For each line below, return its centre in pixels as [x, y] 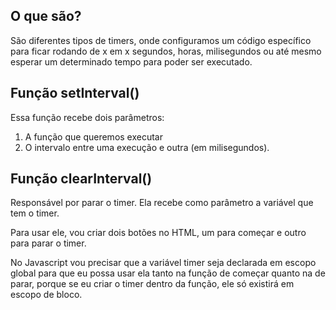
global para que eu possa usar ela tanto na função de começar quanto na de [168, 273]
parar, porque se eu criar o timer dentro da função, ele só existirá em [152, 284]
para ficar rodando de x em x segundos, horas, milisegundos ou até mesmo [166, 51]
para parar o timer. [48, 243]
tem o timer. [35, 213]
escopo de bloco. [46, 295]
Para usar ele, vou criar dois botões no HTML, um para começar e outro [158, 233]
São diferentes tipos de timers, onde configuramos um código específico [161, 40]
